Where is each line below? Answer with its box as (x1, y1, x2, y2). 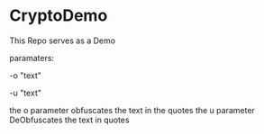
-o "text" (9, 69, 42, 81)
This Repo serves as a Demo (9, 35, 115, 46)
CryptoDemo (9, 5, 108, 26)
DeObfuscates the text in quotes (9, 114, 130, 125)
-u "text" (9, 87, 42, 98)
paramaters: (9, 52, 55, 63)
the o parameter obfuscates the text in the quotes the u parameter (9, 104, 255, 115)
